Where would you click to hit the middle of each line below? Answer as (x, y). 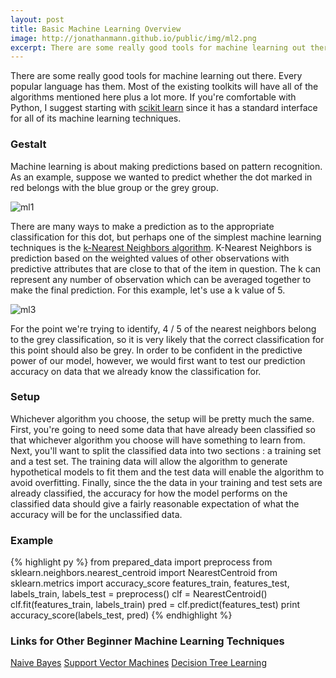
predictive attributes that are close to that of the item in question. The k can (166, 268)
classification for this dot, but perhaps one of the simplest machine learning (166, 237)
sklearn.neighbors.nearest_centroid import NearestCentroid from (144, 573)
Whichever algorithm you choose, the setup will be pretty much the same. (162, 418)
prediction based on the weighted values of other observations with (150, 258)
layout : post (37, 19)
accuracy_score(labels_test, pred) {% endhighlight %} (121, 615)
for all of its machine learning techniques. (96, 118)
